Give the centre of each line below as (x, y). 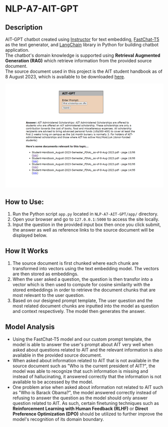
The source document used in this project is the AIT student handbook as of (84, 71)
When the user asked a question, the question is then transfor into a (82, 279)
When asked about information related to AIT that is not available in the (86, 360)
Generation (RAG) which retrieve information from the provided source (78, 61)
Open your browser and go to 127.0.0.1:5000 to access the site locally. (86, 220)
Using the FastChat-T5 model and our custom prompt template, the (82, 339)
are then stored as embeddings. (45, 274)
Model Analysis (30, 327)
